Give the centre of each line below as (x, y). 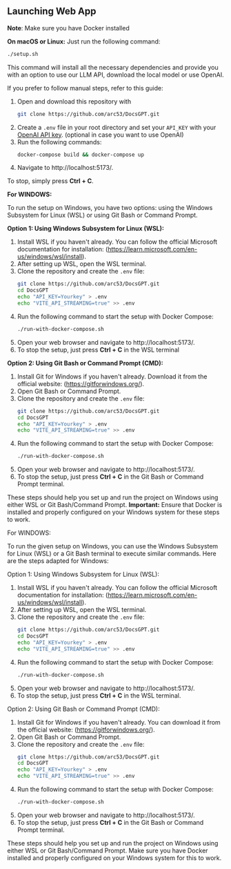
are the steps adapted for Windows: (58, 561)
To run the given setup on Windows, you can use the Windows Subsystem (113, 546)
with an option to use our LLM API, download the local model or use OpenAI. (115, 75)
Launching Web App (52, 11)
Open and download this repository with (74, 101)
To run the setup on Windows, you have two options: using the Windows (110, 208)
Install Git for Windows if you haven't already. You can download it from (119, 722)
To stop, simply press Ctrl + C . (51, 181)
